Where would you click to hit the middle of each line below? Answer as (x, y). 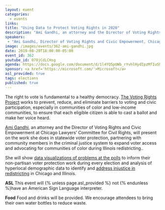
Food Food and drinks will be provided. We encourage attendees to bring (79, 198)
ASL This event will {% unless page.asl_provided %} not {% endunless (77, 183)
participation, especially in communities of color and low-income (71, 107)
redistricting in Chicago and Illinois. (41, 173)
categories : (17, 14)
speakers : (15, 37)
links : (12, 23)
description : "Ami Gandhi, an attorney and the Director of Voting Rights (83, 32)
